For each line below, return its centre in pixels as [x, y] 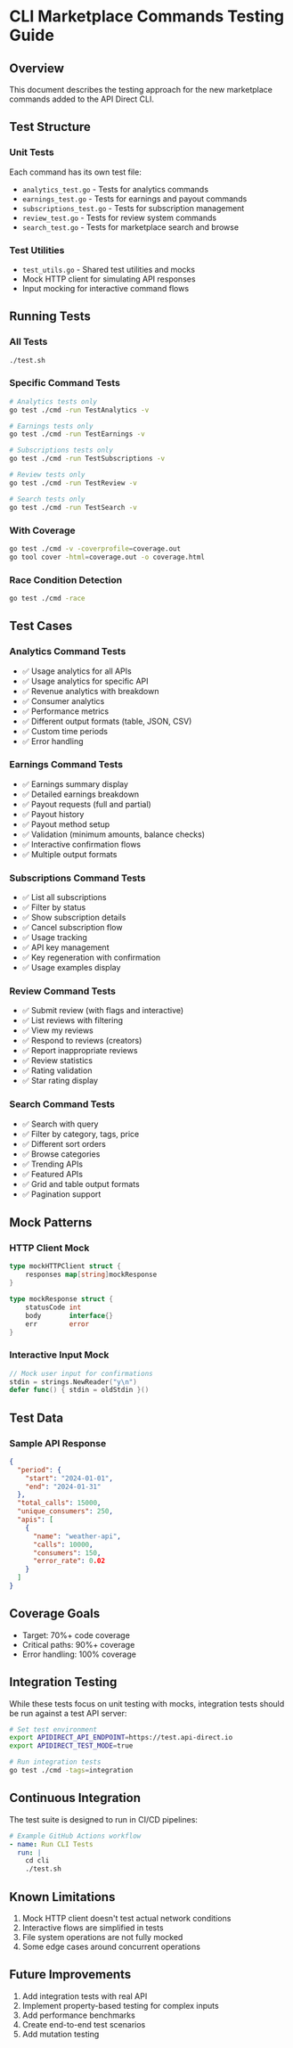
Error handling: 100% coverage [79, 1654]
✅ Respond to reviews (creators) [82, 1041]
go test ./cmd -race [48, 598]
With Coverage [42, 530]
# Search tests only [48, 499]
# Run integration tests [55, 1762]
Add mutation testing [61, 2034]
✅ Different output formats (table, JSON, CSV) [107, 721]
